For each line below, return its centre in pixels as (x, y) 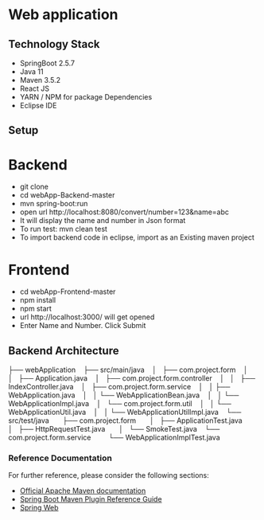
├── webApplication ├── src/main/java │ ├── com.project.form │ (128, 370)
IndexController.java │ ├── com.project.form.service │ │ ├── (119, 387)
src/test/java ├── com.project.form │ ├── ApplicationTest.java (125, 420)
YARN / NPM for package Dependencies (86, 97)
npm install (38, 300)
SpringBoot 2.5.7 (47, 63)
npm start (35, 309)
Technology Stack (54, 44)
